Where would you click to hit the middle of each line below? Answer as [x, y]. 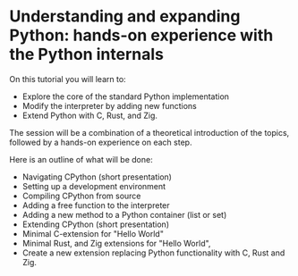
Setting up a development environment [94, 186]
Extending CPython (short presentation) [96, 224]
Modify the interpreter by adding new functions [109, 105]
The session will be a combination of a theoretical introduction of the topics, [149, 132]
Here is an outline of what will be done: [81, 159]
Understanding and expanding [125, 17]
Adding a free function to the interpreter [96, 205]
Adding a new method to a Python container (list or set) [124, 214]
